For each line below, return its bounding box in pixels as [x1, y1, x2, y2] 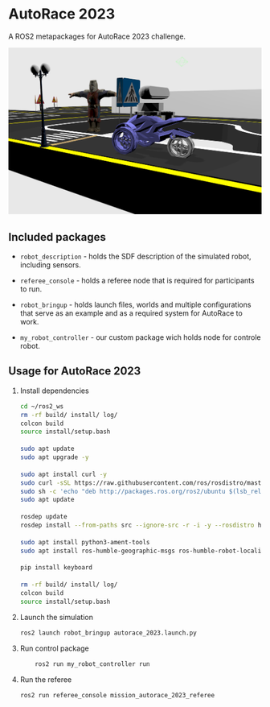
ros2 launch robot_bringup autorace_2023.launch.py [19, 629, 197, 637]
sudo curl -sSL [19, 478, 72, 487]
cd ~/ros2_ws [19, 402, 64, 411]
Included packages [8, 230, 106, 244]
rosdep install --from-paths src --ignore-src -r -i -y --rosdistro [19, 521, 255, 530]
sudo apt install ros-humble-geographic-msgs [19, 547, 175, 555]
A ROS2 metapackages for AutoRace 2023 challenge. [8, 31, 186, 41]
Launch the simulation [19, 612, 94, 622]
